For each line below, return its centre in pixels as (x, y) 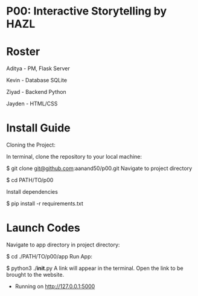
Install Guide (38, 128)
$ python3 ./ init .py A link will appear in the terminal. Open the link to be (95, 268)
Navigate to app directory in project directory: (63, 245)
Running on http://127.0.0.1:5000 (55, 286)
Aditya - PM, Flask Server (38, 68)
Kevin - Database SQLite (37, 81)
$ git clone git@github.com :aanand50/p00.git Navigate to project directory (99, 168)
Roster (23, 52)
